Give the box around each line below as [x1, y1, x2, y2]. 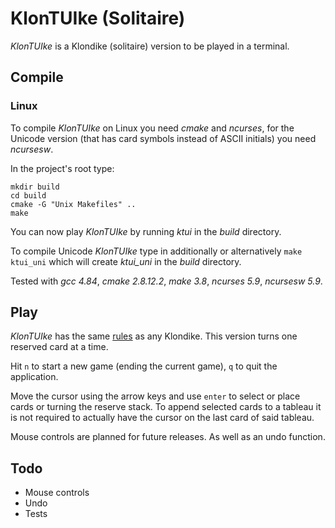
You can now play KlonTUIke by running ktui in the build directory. [10, 225, 282, 237]
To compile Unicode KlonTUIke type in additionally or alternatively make [10, 245, 303, 257]
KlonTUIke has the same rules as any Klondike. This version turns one [10, 330, 298, 342]
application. [10, 371, 59, 383]
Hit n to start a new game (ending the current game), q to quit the [10, 360, 278, 372]
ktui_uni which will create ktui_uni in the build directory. [10, 255, 242, 267]
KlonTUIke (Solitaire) [10, 7, 186, 30]
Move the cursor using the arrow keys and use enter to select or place [10, 390, 301, 402]
